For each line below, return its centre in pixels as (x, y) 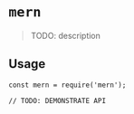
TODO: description (66, 35)
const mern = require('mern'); (67, 85)
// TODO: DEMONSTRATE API (57, 100)
